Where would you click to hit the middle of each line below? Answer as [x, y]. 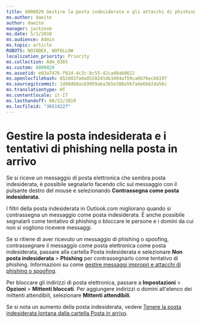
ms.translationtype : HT [36, 90]
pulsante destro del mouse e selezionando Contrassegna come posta [93, 191]
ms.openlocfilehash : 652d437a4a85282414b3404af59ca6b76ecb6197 [87, 78]
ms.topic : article [29, 45]
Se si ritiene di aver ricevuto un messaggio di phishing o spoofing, [88, 239]
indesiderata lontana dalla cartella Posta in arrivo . [67, 313]
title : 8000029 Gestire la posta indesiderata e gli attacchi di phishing [101, 12]
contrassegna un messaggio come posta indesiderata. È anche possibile [96, 215]
